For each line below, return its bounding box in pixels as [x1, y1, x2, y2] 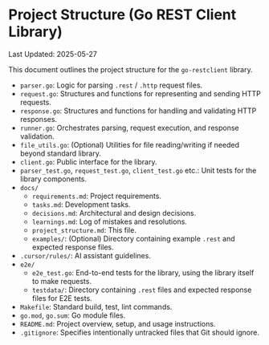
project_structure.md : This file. [31, 225, 137, 234]
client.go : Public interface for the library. [19, 156, 157, 166]
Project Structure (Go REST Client [8, 6, 237, 24]
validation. [19, 131, 55, 141]
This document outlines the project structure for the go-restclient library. [8, 64, 253, 74]
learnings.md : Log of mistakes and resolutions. [31, 217, 187, 226]
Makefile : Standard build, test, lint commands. [19, 302, 173, 311]
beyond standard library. [19, 148, 102, 158]
